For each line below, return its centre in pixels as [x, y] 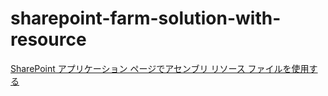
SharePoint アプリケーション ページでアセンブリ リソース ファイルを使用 [160, 68]
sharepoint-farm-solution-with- [146, 18]
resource [48, 39]
